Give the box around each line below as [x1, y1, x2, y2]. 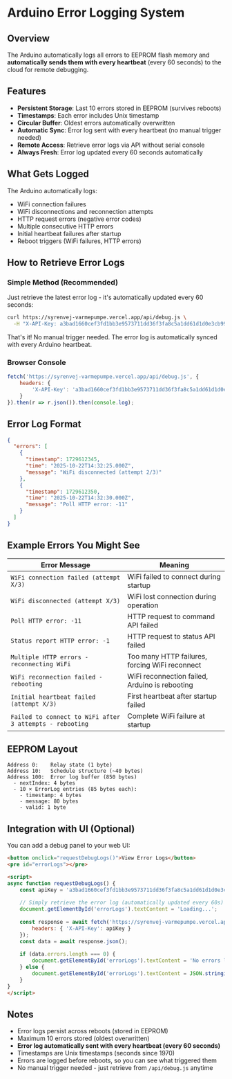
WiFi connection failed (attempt [10, 573, 121, 581]
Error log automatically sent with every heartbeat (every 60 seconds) [17, 1042, 221, 1050]
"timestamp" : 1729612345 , [25, 456, 100, 463]
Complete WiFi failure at [127, 711, 205, 721]
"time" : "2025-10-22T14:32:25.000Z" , [25, 463, 135, 470]
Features [7, 85, 46, 98]
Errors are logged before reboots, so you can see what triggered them [17, 1056, 217, 1064]
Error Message [40, 560, 91, 569]
